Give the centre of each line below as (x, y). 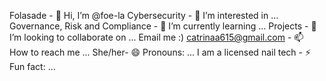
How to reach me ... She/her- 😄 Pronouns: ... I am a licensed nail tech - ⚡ (160, 52)
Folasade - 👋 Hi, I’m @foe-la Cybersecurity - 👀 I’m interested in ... (144, 15)
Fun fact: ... (32, 66)
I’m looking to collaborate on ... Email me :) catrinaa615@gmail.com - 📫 (156, 37)
